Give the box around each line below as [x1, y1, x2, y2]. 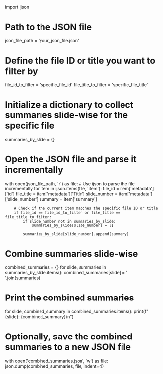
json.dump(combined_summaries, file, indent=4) [5, 363, 104, 369]
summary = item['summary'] [39, 196, 97, 202]
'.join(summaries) [5, 275, 41, 281]
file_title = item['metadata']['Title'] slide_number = [15, 191, 118, 197]
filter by [5, 66, 38, 77]
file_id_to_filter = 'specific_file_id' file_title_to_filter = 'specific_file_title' [5, 81, 148, 88]
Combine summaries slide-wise [5, 248, 138, 259]
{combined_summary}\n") [20, 313, 74, 320]
